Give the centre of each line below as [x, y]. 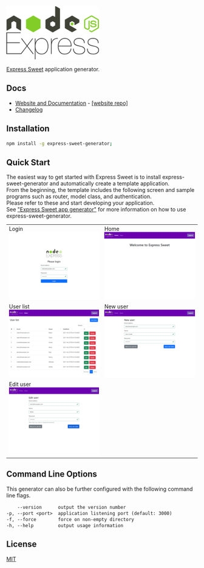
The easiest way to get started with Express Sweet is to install [83, 177]
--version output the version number [72, 507]
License [22, 545]
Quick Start [28, 162]
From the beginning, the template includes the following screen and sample [100, 190]
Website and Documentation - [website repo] [72, 103]
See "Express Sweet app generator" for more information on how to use [96, 210]
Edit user [20, 385]
